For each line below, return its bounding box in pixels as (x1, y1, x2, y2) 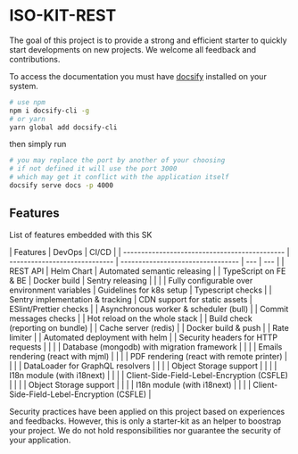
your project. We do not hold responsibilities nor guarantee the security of (9, 425, 281, 435)
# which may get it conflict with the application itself (9, 173, 229, 182)
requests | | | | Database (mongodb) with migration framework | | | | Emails (9, 341, 283, 352)
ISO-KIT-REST (9, 5, 117, 26)
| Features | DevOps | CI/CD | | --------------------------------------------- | (9, 246, 290, 257)
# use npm (9, 97, 46, 107)
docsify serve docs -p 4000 (9, 181, 114, 190)
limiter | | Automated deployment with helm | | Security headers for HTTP (9, 332, 278, 343)
